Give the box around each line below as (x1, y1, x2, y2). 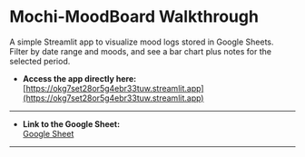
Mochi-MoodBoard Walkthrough (9, 6, 259, 27)
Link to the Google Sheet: (22, 118, 121, 129)
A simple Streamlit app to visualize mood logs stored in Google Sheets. (9, 36, 274, 47)
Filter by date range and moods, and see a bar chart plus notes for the (9, 45, 272, 56)
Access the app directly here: (22, 73, 137, 83)
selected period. (9, 55, 71, 66)
